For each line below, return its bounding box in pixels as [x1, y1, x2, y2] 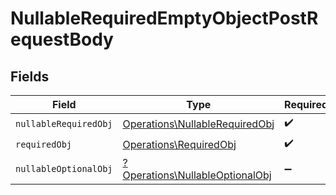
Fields [10, 68, 50, 85]
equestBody [10, 28, 114, 51]
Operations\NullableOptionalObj [122, 168, 272, 182]
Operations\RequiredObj [122, 137, 237, 151]
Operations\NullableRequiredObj [122, 117, 275, 131]
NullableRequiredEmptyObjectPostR [10, 7, 319, 30]
